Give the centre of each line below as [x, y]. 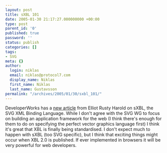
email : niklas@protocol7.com [40, 75]
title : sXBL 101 [22, 15]
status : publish [22, 43]
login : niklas [24, 71]
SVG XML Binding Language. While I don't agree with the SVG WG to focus [82, 113]
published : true [22, 33]
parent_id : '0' [21, 29]
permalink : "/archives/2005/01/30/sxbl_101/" [53, 94]
